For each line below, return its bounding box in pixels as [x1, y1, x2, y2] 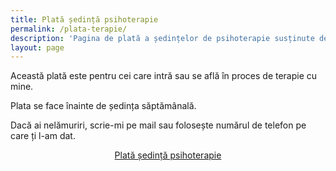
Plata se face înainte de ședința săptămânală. [10, 100, 197, 112]
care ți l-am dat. [10, 130, 76, 142]
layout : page [10, 42, 65, 53]
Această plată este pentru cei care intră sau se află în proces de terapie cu [10, 70, 318, 82]
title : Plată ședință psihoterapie [10, 14, 159, 25]
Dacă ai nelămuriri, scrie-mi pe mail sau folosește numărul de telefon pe [10, 119, 307, 131]
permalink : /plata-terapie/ [10, 24, 128, 34]
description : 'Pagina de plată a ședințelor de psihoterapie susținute [10, 33, 315, 43]
